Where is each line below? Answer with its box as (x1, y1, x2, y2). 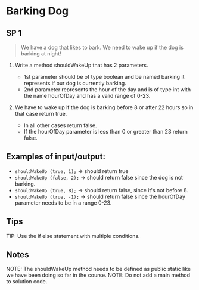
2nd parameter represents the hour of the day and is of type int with (23, 86, 191, 93)
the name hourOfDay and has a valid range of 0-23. (23, 92, 151, 99)
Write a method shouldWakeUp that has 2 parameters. (14, 61, 148, 69)
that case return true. (14, 110, 67, 117)
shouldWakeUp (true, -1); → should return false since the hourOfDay (14, 193, 186, 200)
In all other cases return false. (23, 122, 97, 129)
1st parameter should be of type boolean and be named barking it (23, 73, 185, 80)
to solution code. (6, 278, 48, 285)
